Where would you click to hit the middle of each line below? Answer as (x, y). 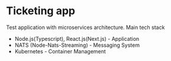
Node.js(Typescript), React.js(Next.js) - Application (77, 38)
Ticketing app (41, 11)
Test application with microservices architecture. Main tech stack (85, 27)
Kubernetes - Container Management (60, 51)
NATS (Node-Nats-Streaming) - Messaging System (77, 45)
